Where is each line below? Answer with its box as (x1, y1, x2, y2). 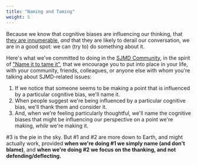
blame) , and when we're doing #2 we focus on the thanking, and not (6, 146, 176, 153)
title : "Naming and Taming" (6, 8, 75, 15)
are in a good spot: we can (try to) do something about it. (6, 42, 145, 50)
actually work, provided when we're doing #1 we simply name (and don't (6, 140, 185, 147)
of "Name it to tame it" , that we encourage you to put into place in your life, (6, 60, 188, 68)
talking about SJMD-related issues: (6, 73, 92, 80)
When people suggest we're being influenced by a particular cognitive (14, 97, 186, 104)
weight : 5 (6, 14, 31, 20)
